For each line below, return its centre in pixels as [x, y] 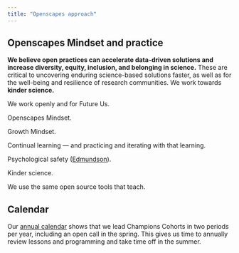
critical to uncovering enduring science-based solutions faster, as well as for [119, 75]
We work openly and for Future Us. [59, 104]
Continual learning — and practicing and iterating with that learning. [107, 145]
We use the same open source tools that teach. [76, 187]
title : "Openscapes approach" [52, 14]
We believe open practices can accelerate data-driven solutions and [110, 60]
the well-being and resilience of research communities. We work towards [115, 83]
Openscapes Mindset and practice [85, 43]
